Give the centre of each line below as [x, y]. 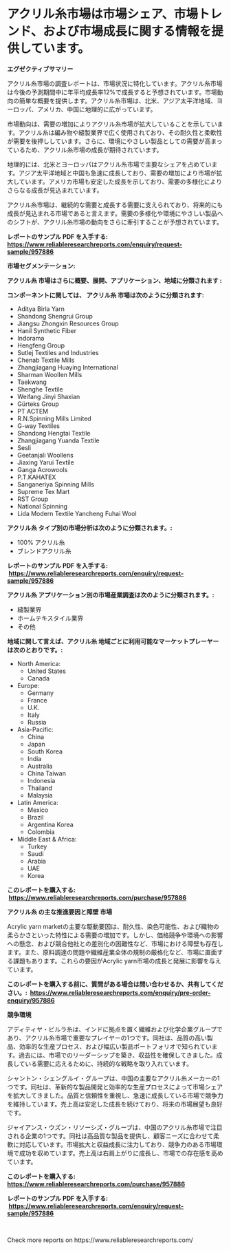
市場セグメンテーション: [41, 266]
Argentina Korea [50, 824]
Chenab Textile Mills [46, 360]
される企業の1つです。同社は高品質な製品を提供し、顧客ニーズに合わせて [110, 1135]
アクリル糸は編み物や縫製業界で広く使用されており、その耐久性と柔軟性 [120, 132]
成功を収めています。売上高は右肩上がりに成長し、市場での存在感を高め [121, 1153]
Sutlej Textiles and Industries [58, 352]
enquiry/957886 [31, 1000]
